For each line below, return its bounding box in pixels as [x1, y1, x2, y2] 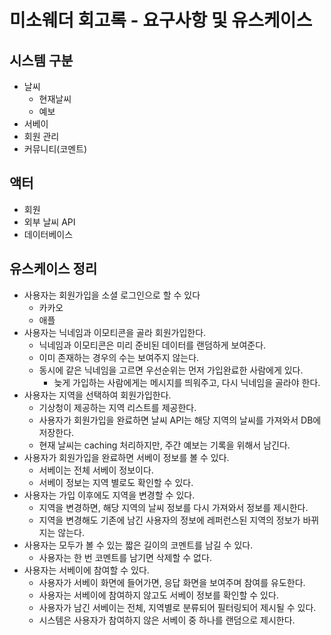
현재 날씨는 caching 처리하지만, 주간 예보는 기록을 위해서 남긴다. [38, 439, 291, 451]
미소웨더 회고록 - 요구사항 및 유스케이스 [9, 9, 313, 32]
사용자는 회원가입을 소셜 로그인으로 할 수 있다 [23, 289, 201, 301]
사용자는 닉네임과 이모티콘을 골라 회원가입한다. [23, 326, 207, 338]
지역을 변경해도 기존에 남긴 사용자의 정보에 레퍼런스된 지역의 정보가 [38, 514, 301, 526]
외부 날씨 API [23, 216, 76, 228]
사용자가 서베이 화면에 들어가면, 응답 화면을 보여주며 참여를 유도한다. [38, 576, 306, 588]
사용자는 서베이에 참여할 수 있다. [23, 564, 150, 576]
